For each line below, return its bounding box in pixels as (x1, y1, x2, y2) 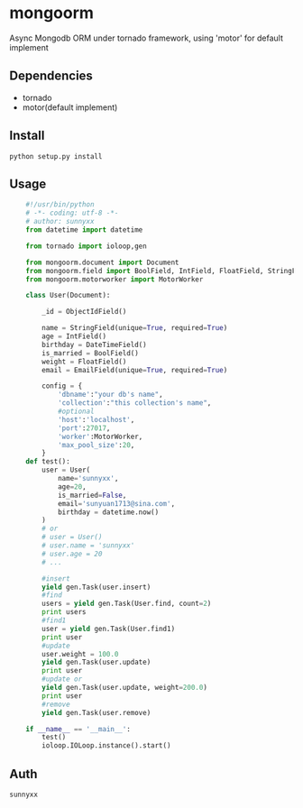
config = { (41, 381, 83, 390)
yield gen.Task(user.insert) (41, 583, 151, 592)
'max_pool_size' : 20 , (57, 440, 135, 449)
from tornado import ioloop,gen (25, 242, 147, 251)
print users (41, 608, 87, 617)
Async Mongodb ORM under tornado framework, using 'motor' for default (9, 32, 284, 43)
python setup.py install (9, 151, 103, 161)
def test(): (25, 457, 70, 466)
